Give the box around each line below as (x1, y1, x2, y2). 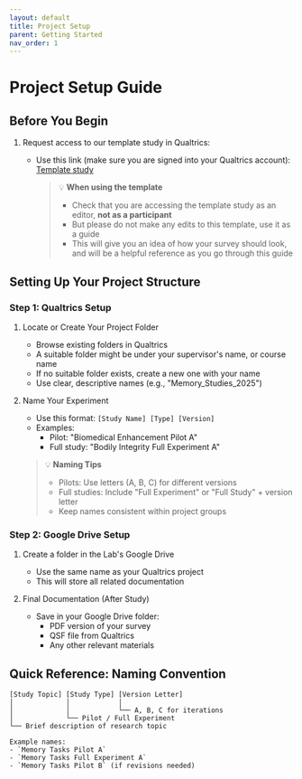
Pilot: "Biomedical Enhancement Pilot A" (49, 431, 198, 443)
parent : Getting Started (9, 30, 103, 39)
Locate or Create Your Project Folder (22, 322, 160, 333)
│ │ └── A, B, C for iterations (9, 706, 224, 715)
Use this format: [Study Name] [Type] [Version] (35, 412, 215, 423)
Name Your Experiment (22, 395, 109, 406)
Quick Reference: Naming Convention (9, 666, 227, 681)
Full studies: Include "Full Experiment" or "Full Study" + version (58, 486, 293, 497)
